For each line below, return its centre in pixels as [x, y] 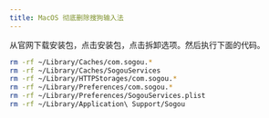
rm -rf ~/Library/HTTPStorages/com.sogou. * [93, 79]
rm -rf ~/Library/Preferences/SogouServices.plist [108, 96]
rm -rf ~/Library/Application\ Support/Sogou [97, 104]
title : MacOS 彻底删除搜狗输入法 [67, 18]
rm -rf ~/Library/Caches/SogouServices [85, 70]
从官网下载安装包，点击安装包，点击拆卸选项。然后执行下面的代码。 [137, 44]
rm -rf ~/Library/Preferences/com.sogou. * [91, 87]
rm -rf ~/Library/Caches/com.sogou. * [81, 62]
